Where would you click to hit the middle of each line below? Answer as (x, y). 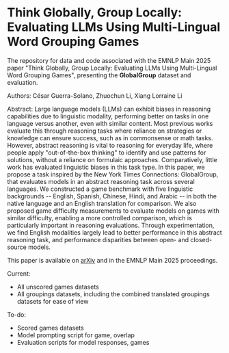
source (17, 247)
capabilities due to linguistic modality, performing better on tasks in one (108, 116)
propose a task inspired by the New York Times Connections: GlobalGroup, (113, 174)
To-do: (16, 314)
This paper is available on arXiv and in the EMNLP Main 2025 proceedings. (112, 260)
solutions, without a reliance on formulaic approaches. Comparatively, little (112, 159)
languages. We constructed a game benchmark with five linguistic (100, 189)
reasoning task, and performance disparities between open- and (98, 239)
